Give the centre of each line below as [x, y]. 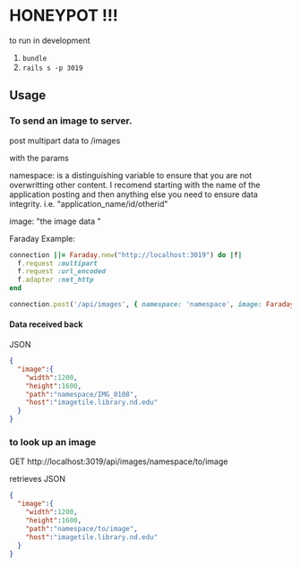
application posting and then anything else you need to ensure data [133, 194]
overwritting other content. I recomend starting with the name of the [135, 185]
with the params [39, 158]
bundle [34, 58]
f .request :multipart [58, 263]
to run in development [50, 40]
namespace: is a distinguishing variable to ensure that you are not [131, 175]
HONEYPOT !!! [64, 16]
